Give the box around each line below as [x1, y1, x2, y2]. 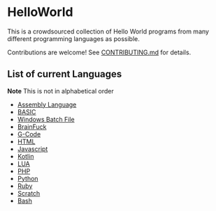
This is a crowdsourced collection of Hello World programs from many [7, 27, 210, 36]
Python [17, 174, 38, 182]
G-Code [17, 130, 41, 138]
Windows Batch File [17, 115, 75, 123]
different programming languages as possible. [7, 34, 140, 42]
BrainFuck [17, 123, 47, 131]
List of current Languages [7, 68, 122, 80]
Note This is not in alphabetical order [7, 86, 114, 95]
